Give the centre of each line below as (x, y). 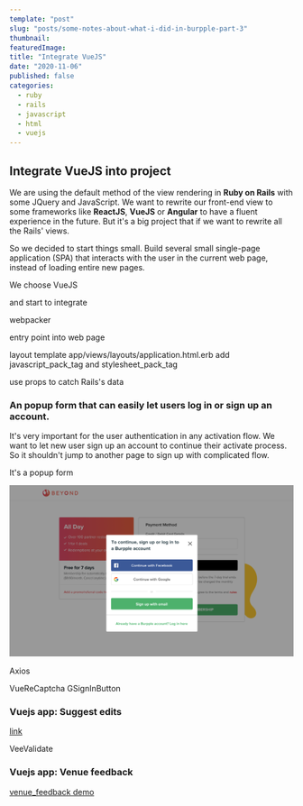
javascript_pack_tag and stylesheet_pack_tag (94, 364)
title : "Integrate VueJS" (58, 57)
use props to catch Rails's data (67, 381)
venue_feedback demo (52, 792)
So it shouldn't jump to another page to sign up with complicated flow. (139, 455)
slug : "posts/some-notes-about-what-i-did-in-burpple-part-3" (129, 28)
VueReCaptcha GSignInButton (65, 688)
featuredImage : (38, 48)
